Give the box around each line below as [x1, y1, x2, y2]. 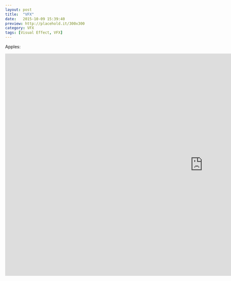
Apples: [5, 44, 21, 49]
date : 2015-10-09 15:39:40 [5, 16, 65, 21]
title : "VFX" [5, 12, 35, 17]
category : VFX [5, 26, 35, 31]
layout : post [5, 7, 32, 12]
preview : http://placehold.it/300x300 [5, 21, 85, 26]
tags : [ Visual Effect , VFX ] [5, 30, 63, 35]
